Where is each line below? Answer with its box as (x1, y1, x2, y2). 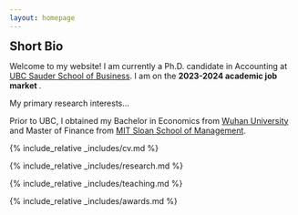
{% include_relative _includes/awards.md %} (9, 195, 178, 206)
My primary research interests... (9, 97, 130, 108)
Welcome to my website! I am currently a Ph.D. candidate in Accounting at (9, 60, 288, 71)
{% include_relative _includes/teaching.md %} (9, 178, 183, 189)
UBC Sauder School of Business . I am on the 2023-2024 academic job (9, 70, 278, 81)
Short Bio (9, 38, 64, 54)
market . (9, 79, 42, 91)
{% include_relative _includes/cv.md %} (9, 142, 159, 153)
